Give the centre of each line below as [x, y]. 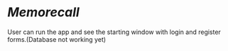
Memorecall [43, 12]
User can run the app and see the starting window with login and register [114, 32]
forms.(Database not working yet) [57, 39]
